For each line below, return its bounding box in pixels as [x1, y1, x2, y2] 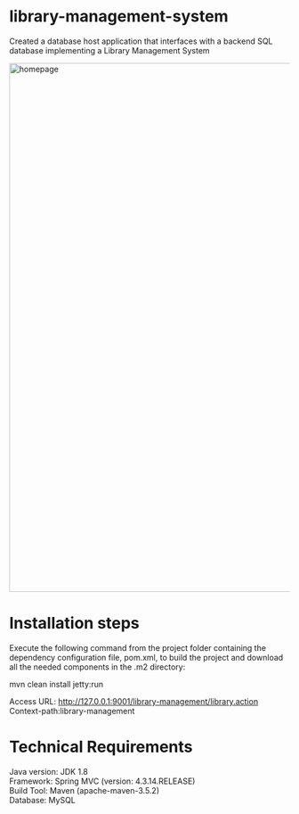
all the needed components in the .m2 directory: [9, 662, 186, 672]
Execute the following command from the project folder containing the [9, 642, 267, 653]
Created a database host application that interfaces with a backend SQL [9, 36, 273, 46]
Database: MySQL [9, 794, 76, 805]
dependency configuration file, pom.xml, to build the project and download [9, 652, 284, 662]
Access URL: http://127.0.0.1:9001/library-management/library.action [9, 695, 259, 706]
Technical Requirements [9, 737, 193, 757]
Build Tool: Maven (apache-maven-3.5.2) [9, 785, 160, 795]
